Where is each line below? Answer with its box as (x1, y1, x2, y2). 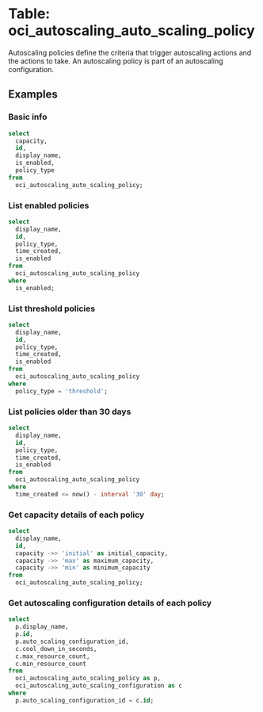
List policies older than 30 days (8, 406, 131, 417)
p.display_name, (15, 623, 69, 631)
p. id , (15, 630, 34, 638)
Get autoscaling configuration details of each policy (8, 597, 212, 608)
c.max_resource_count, (15, 652, 90, 660)
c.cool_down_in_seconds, (15, 645, 97, 653)
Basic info (8, 112, 48, 123)
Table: (8, 5, 51, 23)
